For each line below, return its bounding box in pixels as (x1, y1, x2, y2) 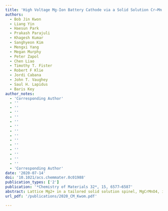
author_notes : (5, 91, 35, 96)
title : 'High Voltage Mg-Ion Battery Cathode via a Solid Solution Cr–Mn (5, 7, 162, 13)
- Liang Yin (9, 21, 35, 27)
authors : (5, 12, 23, 17)
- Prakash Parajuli (9, 31, 50, 36)
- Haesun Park (9, 26, 39, 31)
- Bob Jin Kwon (9, 17, 41, 22)
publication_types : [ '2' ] (5, 180, 59, 185)
